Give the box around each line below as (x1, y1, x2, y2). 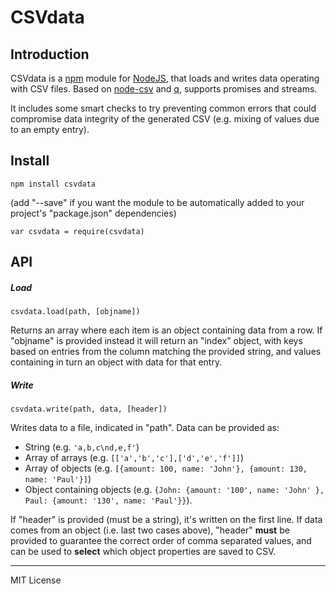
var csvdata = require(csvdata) (10, 226, 145, 236)
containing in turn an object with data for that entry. (10, 356, 223, 368)
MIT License (10, 574, 62, 586)
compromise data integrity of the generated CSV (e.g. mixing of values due (10, 113, 320, 125)
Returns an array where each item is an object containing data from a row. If (10, 324, 323, 336)
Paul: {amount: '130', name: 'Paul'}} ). (24, 494, 193, 506)
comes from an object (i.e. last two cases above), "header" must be (10, 524, 290, 536)
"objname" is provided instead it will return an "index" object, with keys (10, 335, 303, 347)
